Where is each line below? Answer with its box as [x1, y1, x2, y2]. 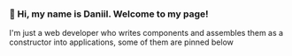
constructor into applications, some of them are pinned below [9, 37, 234, 47]
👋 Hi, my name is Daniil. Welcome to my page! [9, 8, 210, 20]
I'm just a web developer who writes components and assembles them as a [9, 28, 284, 38]
